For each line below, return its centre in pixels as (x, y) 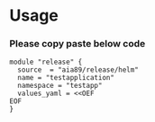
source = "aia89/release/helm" (78, 70)
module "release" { (46, 62)
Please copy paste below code (77, 44)
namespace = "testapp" (60, 86)
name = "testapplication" (66, 78)
